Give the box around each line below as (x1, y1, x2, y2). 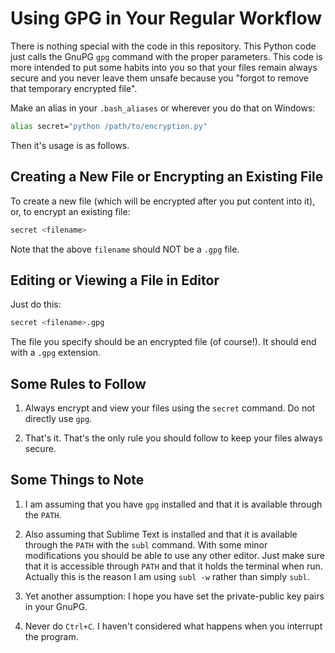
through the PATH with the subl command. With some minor (24, 538, 268, 551)
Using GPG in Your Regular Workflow (10, 7, 322, 30)
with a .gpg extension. (10, 347, 102, 359)
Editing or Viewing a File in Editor (10, 272, 220, 289)
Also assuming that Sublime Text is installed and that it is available (24, 528, 298, 540)
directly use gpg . (24, 413, 93, 424)
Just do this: (10, 298, 62, 311)
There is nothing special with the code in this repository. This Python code (10, 40, 317, 52)
